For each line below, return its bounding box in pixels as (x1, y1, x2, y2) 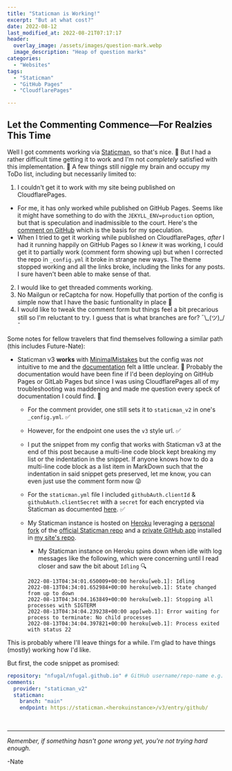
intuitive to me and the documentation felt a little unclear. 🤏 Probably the (17, 362, 223, 371)
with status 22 (27, 626, 71, 633)
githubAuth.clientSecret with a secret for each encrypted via (27, 498, 204, 506)
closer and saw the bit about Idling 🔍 (37, 562, 147, 570)
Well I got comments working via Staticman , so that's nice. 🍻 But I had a (7, 148, 211, 156)
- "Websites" (13, 61, 51, 68)
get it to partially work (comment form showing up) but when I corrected (17, 248, 223, 256)
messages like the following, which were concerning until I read (37, 554, 219, 563)
